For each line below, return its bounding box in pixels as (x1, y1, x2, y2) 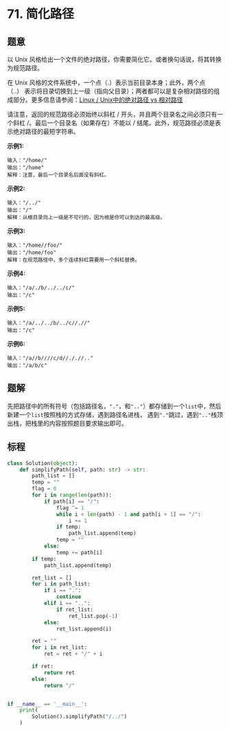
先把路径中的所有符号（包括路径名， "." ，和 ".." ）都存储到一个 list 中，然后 (7, 402, 222, 410)
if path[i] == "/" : (43, 498, 100, 505)
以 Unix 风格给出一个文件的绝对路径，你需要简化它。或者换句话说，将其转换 (7, 56, 222, 63)
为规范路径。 (7, 64, 43, 72)
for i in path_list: (32, 581, 91, 588)
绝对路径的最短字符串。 (12, 128, 80, 135)
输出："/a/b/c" (7, 362, 47, 369)
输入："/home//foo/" (7, 242, 63, 249)
